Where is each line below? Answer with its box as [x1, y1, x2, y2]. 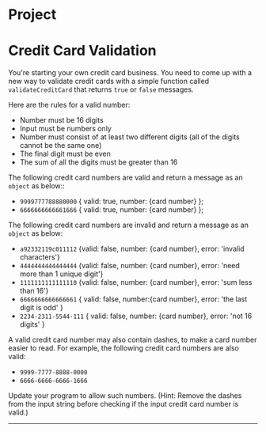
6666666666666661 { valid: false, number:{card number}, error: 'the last [19, 294, 248, 304]
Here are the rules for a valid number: [8, 100, 131, 110]
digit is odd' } [19, 303, 63, 313]
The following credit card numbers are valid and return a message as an [8, 172, 243, 183]
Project [8, 6, 57, 24]
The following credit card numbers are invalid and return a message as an [8, 220, 249, 230]
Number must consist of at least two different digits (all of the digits [19, 132, 240, 142]
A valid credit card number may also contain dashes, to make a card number [8, 335, 257, 345]
